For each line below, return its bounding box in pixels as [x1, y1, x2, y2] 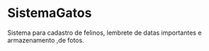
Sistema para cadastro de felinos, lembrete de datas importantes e [7, 28, 202, 37]
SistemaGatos [7, 5, 92, 21]
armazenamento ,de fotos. [7, 35, 84, 44]
